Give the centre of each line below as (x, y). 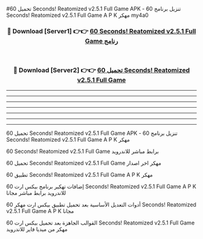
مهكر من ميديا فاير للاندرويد (37, 229)
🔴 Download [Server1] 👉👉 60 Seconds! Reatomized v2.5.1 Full (101, 31)
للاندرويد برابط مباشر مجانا (36, 192)
